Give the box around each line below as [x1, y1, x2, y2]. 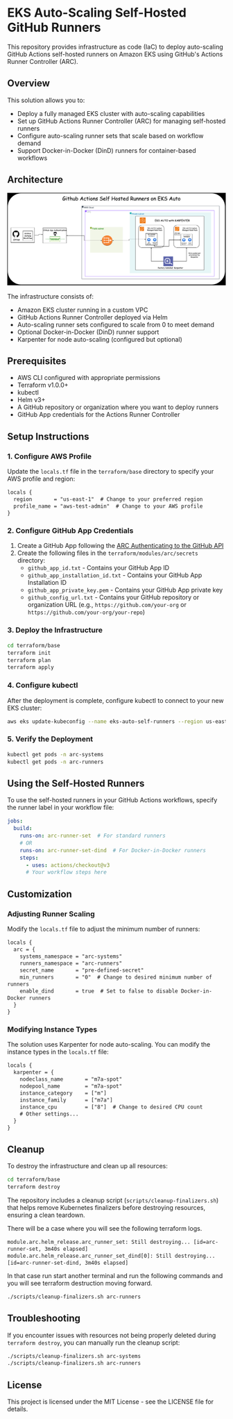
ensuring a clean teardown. [7, 1211, 85, 1219]
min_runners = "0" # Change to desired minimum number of [19, 974, 213, 981]
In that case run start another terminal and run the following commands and [7, 1271, 223, 1279]
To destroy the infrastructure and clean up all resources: [7, 1162, 169, 1170]
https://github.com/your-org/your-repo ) [27, 608, 146, 616]
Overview [7, 78, 51, 90]
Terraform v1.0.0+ [17, 381, 69, 390]
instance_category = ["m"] [19, 1090, 107, 1097]
